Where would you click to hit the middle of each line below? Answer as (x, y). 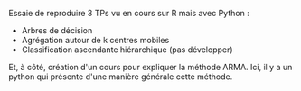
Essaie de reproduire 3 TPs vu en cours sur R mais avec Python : (129, 13)
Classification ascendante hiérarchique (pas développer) (127, 50)
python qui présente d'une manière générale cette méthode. (121, 77)
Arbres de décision (57, 30)
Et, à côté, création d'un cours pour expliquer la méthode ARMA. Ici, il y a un (150, 67)
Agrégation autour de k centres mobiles (95, 40)
